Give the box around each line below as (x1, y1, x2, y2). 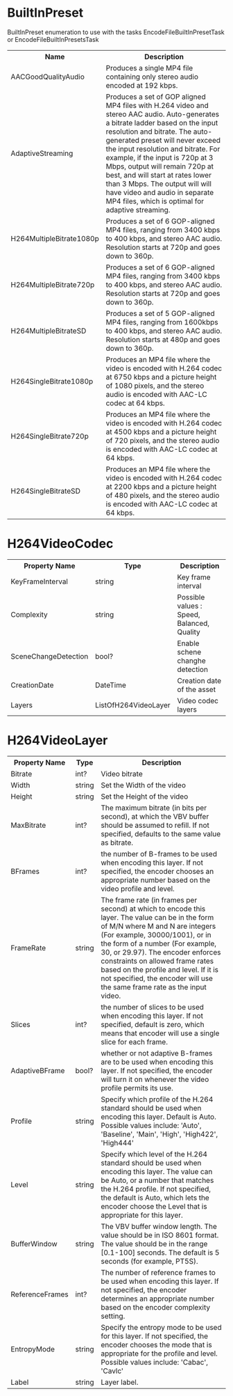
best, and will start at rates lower (105, 170, 212, 180)
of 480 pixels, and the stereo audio (105, 490, 220, 500)
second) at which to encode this (100, 904, 206, 913)
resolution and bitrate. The (105, 127, 192, 136)
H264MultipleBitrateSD (10, 326, 87, 336)
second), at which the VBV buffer (100, 811, 209, 821)
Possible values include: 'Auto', (100, 1120, 202, 1130)
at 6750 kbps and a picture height (105, 372, 217, 382)
